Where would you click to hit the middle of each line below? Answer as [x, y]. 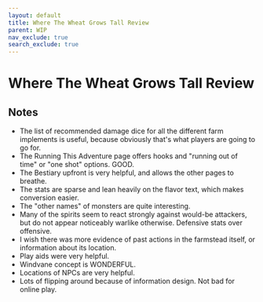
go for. [30, 148]
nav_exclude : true [38, 37]
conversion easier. [49, 198]
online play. [38, 289]
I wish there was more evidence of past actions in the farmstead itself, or [137, 239]
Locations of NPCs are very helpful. [77, 273]
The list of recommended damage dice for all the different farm [121, 131]
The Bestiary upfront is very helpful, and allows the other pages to [126, 173]
